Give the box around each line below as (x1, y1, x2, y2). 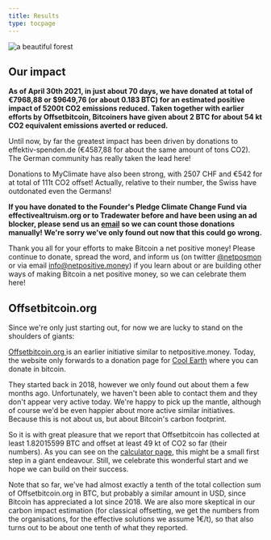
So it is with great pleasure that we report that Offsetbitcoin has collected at (8, 430, 260, 440)
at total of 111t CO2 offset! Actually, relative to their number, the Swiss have (8, 178, 256, 188)
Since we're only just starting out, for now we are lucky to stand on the (8, 323, 244, 332)
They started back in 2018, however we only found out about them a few (8, 380, 249, 390)
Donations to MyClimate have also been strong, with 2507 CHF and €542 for (8, 169, 263, 179)
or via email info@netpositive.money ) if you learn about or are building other (8, 260, 262, 271)
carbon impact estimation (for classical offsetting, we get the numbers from (8, 506, 260, 516)
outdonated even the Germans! (8, 187, 112, 196)
